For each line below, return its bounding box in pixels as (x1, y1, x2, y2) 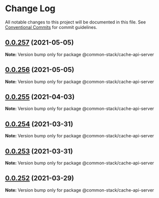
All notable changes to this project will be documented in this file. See (5, 19, 146, 25)
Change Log (5, 3, 55, 14)
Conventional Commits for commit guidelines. (5, 24, 97, 30)
